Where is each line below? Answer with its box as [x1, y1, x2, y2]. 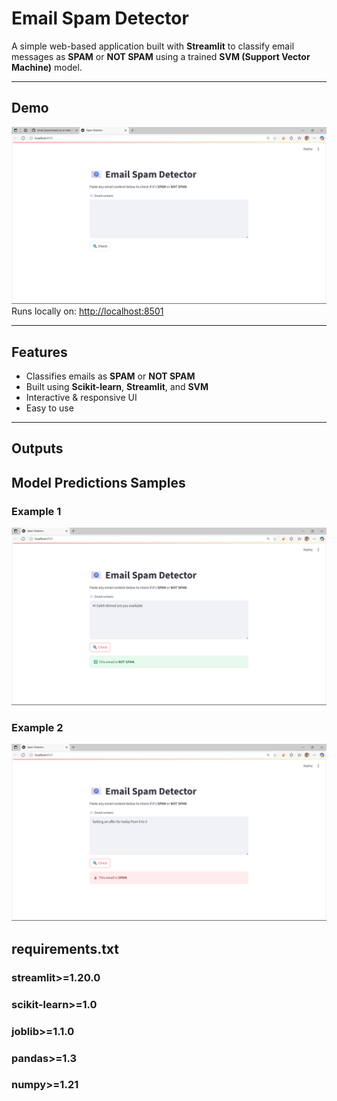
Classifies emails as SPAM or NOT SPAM [25, 370, 196, 382]
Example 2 [11, 720, 64, 734]
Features [11, 343, 68, 361]
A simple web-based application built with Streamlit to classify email [11, 40, 295, 52]
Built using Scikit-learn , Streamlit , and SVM [25, 381, 209, 393]
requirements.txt [11, 940, 120, 957]
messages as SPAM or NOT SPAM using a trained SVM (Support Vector [11, 50, 311, 62]
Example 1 [11, 504, 62, 518]
